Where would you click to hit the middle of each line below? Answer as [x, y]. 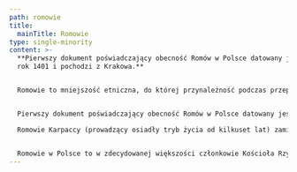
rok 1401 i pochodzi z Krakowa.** [80, 67]
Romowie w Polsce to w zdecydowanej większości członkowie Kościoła [146, 153]
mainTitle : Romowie [53, 34]
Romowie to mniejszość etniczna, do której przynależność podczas [142, 90]
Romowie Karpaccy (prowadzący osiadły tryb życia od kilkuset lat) [144, 130]
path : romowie [35, 17]
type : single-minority [51, 42]
